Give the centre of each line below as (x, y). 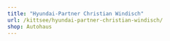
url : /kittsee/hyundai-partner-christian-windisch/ (85, 20)
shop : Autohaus (30, 26)
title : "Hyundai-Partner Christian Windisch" (75, 14)
